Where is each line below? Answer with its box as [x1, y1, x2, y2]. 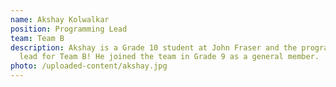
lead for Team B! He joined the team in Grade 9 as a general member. [19, 52, 320, 62]
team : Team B [10, 33, 65, 43]
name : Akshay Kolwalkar [10, 14, 110, 25]
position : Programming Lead [10, 24, 128, 34]
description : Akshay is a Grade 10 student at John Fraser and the [10, 42, 298, 53]
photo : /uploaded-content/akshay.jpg [10, 61, 168, 71]
